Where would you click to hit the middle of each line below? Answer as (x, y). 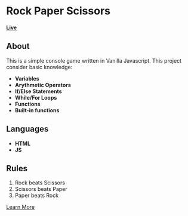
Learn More (21, 207)
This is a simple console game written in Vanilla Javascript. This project (94, 60)
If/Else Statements (38, 91)
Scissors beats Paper (41, 189)
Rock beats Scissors (40, 183)
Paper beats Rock (36, 196)
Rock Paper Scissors (58, 11)
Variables (27, 78)
